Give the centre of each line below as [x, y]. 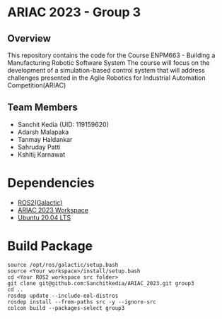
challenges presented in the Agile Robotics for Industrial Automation [107, 78]
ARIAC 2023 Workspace [53, 210]
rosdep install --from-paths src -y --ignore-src [82, 302]
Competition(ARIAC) [37, 85]
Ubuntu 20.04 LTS [44, 217]
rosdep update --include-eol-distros [63, 296]
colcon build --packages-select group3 [66, 308]
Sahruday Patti [39, 147]
